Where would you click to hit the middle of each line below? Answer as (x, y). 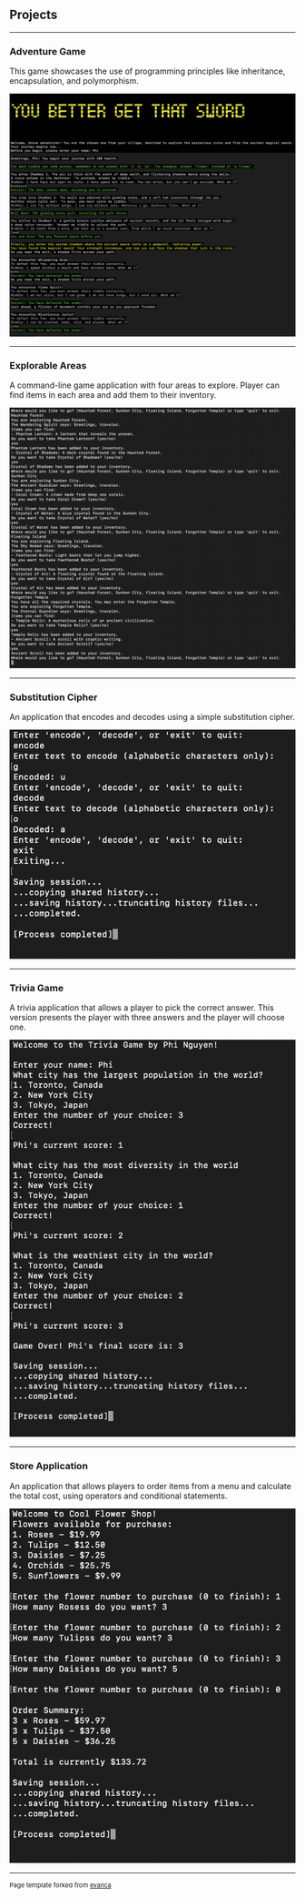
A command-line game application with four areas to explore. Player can (144, 385)
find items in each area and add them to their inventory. (113, 395)
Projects (34, 15)
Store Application (49, 1467)
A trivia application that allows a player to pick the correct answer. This (142, 1008)
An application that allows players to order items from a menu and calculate (151, 1486)
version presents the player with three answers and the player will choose (147, 1018)
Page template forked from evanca (60, 1885)
